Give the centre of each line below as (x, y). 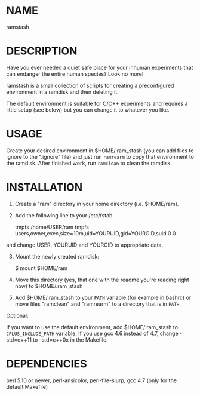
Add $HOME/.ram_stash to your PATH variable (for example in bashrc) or (103, 297)
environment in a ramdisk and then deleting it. (63, 92)
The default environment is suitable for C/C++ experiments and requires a (97, 103)
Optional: (17, 315)
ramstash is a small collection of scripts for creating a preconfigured (90, 85)
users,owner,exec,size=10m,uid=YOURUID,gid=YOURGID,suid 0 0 (95, 233)
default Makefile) (27, 386)
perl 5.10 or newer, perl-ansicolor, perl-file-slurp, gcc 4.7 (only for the (92, 380)
